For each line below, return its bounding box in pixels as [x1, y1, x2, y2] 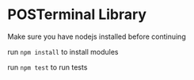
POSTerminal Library [7, 6, 147, 24]
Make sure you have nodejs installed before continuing [7, 32, 187, 41]
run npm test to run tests [7, 62, 88, 72]
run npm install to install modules [7, 47, 119, 56]
